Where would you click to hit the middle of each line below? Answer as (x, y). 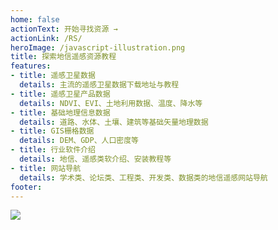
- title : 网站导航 (46, 168)
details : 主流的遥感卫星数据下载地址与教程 (99, 85)
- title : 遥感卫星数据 (53, 76)
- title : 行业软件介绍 (53, 150)
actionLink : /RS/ (46, 38)
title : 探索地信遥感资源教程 (63, 57)
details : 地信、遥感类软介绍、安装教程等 (95, 159)
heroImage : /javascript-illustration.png (98, 47)
